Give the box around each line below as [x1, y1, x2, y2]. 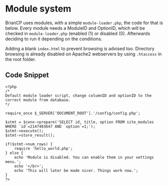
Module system [5, 3, 71, 15]
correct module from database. [5, 97, 71, 102]
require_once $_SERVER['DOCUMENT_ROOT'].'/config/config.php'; [5, 110, 141, 116]
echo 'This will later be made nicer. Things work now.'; [14, 168, 138, 173]
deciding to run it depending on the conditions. [5, 36, 103, 42]
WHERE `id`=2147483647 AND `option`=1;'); [5, 124, 96, 129]
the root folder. [5, 56, 36, 62]
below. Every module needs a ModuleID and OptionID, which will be [5, 25, 145, 31]
